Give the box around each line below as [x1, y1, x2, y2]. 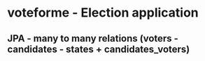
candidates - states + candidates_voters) [7, 43, 190, 55]
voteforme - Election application [7, 5, 199, 21]
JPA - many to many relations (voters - [7, 33, 178, 44]
